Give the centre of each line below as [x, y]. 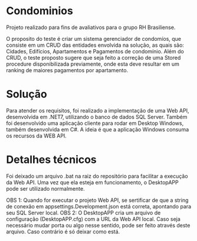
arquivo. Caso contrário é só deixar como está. [63, 232]
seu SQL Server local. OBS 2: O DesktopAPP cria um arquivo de [83, 213]
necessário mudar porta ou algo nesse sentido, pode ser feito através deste [98, 225]
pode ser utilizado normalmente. [45, 188]
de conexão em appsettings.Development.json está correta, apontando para [99, 206]
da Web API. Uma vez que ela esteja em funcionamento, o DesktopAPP [92, 182]
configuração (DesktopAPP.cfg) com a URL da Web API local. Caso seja [93, 219]
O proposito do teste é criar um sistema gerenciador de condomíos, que [94, 38]
